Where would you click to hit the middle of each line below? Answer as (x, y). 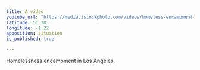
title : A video (25, 11)
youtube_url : (22, 17)
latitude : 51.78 (26, 22)
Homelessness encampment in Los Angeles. (61, 61)
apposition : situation (34, 34)
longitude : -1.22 (28, 28)
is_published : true (30, 39)
